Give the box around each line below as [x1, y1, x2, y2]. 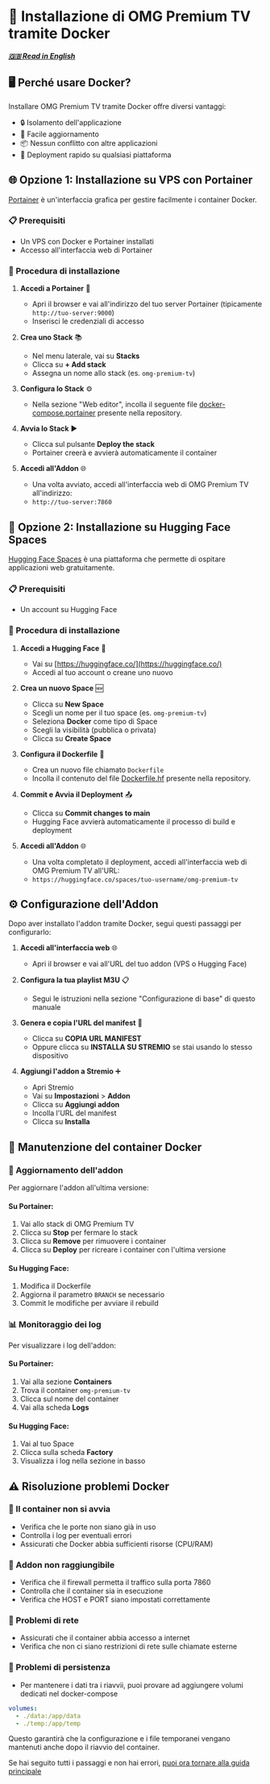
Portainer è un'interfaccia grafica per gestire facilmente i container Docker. [8, 194, 258, 204]
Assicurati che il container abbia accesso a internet [19, 1633, 191, 1643]
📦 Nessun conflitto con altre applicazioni [19, 138, 158, 148]
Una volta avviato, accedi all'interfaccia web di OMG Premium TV [31, 480, 249, 490]
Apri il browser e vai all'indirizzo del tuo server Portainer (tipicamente [31, 299, 263, 309]
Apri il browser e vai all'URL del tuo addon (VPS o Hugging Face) [31, 959, 247, 969]
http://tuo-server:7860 [31, 498, 113, 506]
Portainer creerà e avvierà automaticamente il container [31, 448, 218, 458]
